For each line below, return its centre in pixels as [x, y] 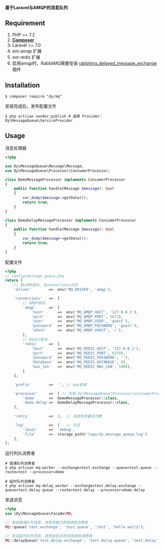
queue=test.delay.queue [29, 490]
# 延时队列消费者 [20, 482]
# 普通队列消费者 [20, 464]
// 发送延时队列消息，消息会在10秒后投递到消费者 [49, 536]
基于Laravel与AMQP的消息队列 [37, 7]
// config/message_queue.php [35, 276]
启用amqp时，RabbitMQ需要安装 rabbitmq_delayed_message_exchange [84, 63]
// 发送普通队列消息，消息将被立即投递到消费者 [47, 523]
